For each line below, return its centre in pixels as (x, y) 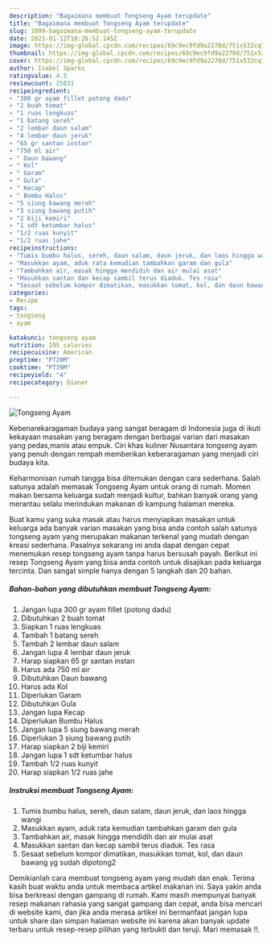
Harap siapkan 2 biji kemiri (65, 746)
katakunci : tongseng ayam (52, 338)
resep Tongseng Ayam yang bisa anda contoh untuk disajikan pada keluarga (135, 562)
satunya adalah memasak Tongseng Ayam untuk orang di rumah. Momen (130, 486)
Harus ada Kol (44, 687)
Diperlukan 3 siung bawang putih (76, 737)
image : (20, 46)
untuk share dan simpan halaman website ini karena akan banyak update (129, 920)
